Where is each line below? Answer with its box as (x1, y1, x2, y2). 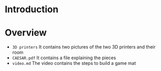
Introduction (5, 4, 59, 15)
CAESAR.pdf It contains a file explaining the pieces (12, 55, 116, 61)
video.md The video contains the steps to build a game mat (12, 60, 136, 66)
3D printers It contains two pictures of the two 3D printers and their (12, 44, 156, 50)
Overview (5, 27, 47, 39)
